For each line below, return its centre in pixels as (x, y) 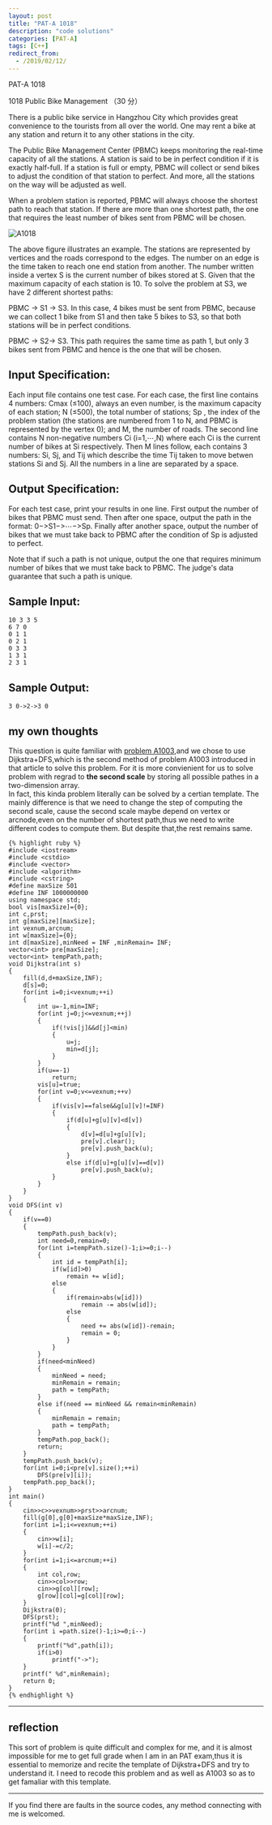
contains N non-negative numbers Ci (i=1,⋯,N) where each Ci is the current (134, 437)
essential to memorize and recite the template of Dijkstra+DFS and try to (129, 1764)
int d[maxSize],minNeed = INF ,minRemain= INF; (90, 942)
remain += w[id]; (96, 1276)
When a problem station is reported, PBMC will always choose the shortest (133, 200)
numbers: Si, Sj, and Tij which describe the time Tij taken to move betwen (131, 454)
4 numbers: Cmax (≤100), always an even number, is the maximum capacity (135, 403)
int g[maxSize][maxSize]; (52, 921)
